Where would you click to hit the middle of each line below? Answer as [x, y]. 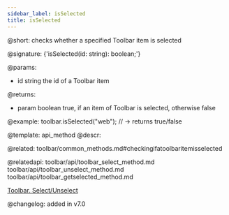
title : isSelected [34, 20]
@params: [22, 67]
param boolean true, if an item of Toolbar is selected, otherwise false [117, 107]
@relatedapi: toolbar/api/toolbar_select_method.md [81, 162]
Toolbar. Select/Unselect [43, 190]
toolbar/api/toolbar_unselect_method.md [66, 169]
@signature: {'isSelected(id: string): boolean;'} [74, 54]
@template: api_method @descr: [54, 135]
